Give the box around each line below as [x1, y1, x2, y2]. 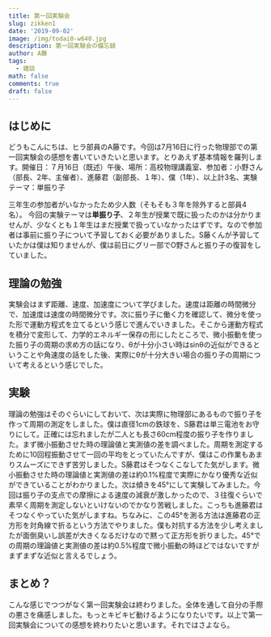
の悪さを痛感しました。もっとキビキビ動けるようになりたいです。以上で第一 [8, 609, 263, 619]
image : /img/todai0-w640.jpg [8, 34, 107, 43]
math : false [8, 72, 49, 80]
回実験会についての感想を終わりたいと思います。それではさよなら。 [8, 620, 235, 630]
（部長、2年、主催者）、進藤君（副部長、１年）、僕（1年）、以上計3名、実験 [8, 172, 257, 182]
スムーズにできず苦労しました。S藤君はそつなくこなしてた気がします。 [15, 459, 253, 469]
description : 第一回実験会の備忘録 [8, 42, 116, 50]
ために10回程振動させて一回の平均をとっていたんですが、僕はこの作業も [8, 449, 249, 459]
